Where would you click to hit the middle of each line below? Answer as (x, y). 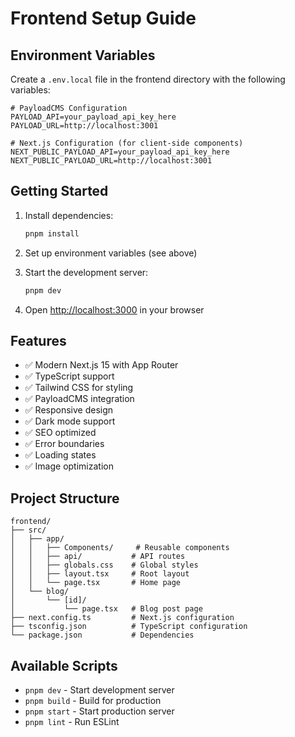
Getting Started (59, 191)
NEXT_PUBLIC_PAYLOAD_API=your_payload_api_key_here (120, 152)
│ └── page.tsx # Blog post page (106, 609)
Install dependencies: (69, 215)
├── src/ (28, 530)
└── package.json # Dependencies (102, 635)
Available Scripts (64, 665)
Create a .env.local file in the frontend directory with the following (148, 79)
